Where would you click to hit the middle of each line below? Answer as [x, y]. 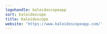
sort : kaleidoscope [26, 14]
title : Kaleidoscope [27, 19]
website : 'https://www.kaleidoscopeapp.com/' [54, 24]
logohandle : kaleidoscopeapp [36, 10]
